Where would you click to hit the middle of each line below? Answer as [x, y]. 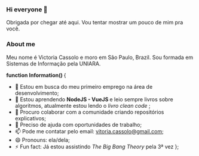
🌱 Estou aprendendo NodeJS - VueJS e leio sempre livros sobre [94, 99]
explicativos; [30, 118]
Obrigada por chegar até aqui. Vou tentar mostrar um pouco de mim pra [95, 23]
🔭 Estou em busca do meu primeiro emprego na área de [84, 86]
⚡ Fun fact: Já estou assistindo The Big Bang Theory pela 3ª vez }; [97, 146]
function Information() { [36, 75]
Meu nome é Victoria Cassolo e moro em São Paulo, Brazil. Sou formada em [100, 57]
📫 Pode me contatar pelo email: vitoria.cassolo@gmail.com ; [89, 131]
